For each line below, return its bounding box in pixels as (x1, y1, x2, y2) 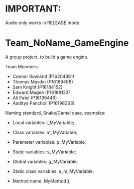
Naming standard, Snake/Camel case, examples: (5, 110, 106, 116)
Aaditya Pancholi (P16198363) (12, 100, 75, 106)
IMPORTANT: (5, 3, 61, 15)
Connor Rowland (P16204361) (12, 73, 74, 79)
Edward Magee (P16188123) (12, 89, 70, 96)
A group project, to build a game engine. (5, 54, 89, 60)
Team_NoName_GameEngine (5, 37, 129, 49)
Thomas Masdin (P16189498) (12, 78, 73, 84)
